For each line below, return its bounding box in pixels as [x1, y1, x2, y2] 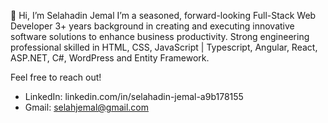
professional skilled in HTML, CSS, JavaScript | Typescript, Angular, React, [10, 41, 318, 53]
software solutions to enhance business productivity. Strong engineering [10, 31, 310, 42]
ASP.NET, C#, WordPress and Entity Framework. [10, 52, 210, 64]
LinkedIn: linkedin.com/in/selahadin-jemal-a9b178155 [24, 91, 244, 102]
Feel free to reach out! [10, 71, 102, 83]
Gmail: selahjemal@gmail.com [24, 101, 149, 113]
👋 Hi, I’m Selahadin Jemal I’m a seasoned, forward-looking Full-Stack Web [10, 10, 317, 21]
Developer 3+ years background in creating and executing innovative [10, 20, 295, 32]
